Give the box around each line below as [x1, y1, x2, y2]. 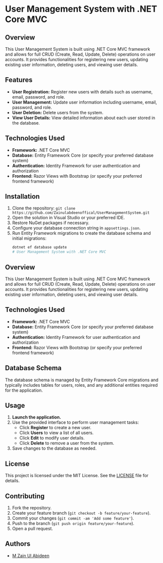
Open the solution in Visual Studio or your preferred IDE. [12, 215, 125, 221]
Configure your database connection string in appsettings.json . [12, 225, 141, 231]
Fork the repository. [12, 505, 52, 511]
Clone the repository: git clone [12, 205, 75, 211]
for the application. [5, 387, 43, 393]
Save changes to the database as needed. [12, 445, 97, 451]
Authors [5, 540, 31, 548]
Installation [5, 192, 40, 201]
